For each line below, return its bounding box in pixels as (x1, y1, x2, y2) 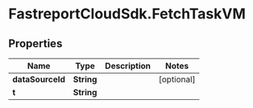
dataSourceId (12, 74, 66, 85)
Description (104, 61, 151, 71)
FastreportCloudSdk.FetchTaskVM (8, 5, 246, 23)
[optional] (158, 74, 196, 85)
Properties (8, 37, 63, 50)
